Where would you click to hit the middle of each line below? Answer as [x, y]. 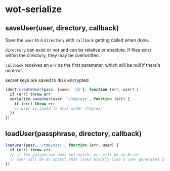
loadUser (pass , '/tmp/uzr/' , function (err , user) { [62, 145]
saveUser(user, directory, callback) [62, 28]
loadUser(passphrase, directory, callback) [73, 133]
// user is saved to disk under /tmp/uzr [58, 108]
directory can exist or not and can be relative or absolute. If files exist [78, 50]
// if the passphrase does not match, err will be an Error [74, 155]
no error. [14, 70]
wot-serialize [34, 9]
